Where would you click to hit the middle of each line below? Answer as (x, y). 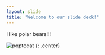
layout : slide (24, 12)
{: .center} (48, 46)
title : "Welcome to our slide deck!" (53, 17)
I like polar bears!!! (29, 34)
